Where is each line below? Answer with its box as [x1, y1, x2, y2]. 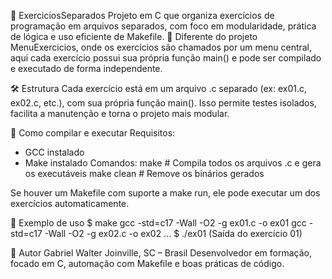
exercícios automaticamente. [10, 198, 130, 209]
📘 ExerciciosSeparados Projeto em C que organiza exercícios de [10, 10, 275, 21]
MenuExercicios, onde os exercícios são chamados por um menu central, [10, 41, 313, 53]
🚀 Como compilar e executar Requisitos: [10, 127, 176, 139]
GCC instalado [24, 146, 85, 158]
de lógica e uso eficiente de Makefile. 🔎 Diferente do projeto [10, 31, 258, 42]
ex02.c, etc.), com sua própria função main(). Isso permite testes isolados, [10, 97, 317, 109]
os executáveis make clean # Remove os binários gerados [24, 168, 265, 179]
